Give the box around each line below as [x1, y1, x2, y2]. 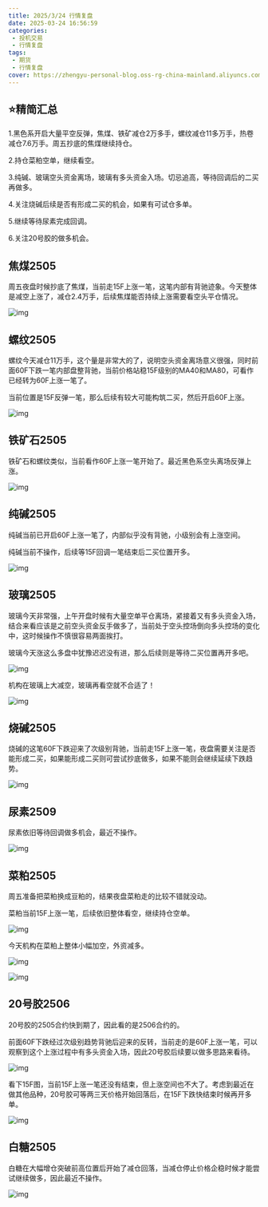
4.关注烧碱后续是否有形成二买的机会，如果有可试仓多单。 [8, 200, 197, 209]
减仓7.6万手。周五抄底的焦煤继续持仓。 [8, 139, 137, 148]
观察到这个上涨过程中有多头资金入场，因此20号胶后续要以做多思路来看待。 [8, 1047, 255, 1056]
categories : [8, 26, 48, 34]
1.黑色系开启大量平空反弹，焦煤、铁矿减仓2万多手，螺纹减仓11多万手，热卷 [8, 129, 254, 138]
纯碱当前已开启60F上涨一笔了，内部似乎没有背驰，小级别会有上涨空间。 [8, 530, 245, 540]
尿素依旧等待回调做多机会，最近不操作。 [8, 828, 141, 837]
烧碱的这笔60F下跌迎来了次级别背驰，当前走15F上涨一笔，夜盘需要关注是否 [8, 744, 257, 754]
